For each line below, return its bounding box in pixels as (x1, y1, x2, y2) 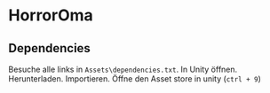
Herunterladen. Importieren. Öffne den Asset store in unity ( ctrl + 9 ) (8, 74, 261, 84)
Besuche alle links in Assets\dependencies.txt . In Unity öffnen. (8, 64, 238, 74)
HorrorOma (8, 5, 94, 26)
